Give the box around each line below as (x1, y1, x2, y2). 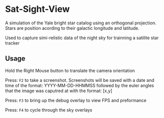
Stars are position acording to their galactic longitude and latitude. (5, 25, 140, 31)
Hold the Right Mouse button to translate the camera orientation (5, 67, 135, 73)
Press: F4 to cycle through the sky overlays (5, 107, 92, 113)
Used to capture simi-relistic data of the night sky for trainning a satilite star (5, 35, 159, 41)
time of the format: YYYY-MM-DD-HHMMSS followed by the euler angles (5, 82, 154, 88)
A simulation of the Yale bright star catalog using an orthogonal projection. (5, 20, 157, 26)
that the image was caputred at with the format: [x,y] (5, 88, 113, 94)
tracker (5, 40, 20, 46)
